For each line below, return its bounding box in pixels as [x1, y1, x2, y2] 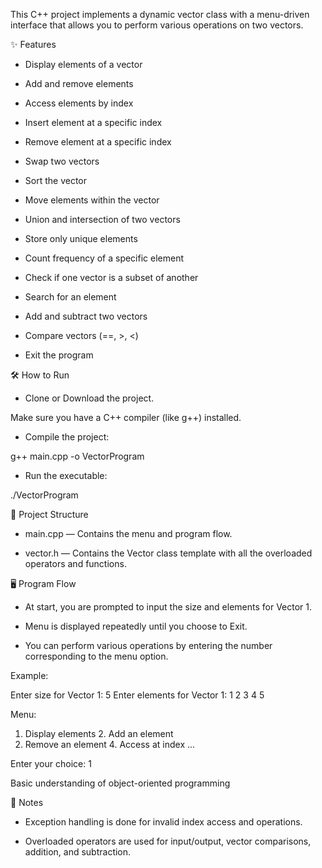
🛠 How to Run [10, 369, 70, 381]
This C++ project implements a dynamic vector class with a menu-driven [10, 9, 310, 20]
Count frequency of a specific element [24, 252, 185, 264]
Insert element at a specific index [24, 117, 163, 128]
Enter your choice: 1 [10, 758, 92, 769]
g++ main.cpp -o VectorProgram [10, 450, 145, 462]
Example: [10, 670, 49, 681]
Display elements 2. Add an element [24, 728, 174, 739]
